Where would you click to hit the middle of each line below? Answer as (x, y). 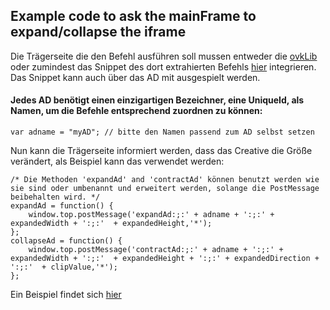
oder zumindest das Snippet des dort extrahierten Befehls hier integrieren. (163, 66)
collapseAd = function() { (66, 241)
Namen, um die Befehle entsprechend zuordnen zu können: (136, 111)
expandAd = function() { (62, 206)
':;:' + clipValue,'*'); (64, 267)
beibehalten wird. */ (55, 197)
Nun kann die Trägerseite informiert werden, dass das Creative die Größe (161, 151)
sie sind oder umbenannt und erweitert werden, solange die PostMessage (165, 189)
